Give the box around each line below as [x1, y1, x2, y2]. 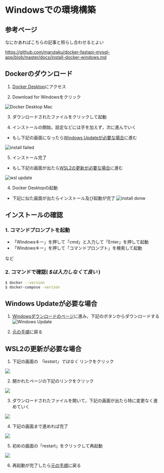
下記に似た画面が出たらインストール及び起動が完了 [12, 195, 116, 201]
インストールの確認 [5, 211, 63, 219]
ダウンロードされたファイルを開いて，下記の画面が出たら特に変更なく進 [12, 398, 158, 404]
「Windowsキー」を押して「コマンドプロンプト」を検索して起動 [12, 245, 142, 251]
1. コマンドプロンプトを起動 [5, 227, 70, 234]
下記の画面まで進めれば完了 [12, 424, 69, 429]
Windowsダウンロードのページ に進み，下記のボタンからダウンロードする [12, 314, 160, 319]
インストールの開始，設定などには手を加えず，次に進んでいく [12, 124, 137, 130]
